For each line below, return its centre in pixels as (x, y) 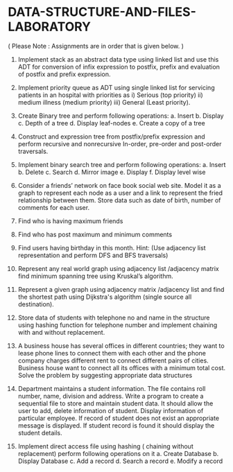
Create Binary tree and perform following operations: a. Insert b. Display (121, 116)
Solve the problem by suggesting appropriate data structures (105, 375)
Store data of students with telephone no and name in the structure (114, 317)
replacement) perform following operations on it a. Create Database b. (118, 453)
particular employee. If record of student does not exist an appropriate (119, 418)
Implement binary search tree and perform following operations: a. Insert (122, 164)
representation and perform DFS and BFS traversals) (93, 255)
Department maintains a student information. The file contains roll (112, 388)
